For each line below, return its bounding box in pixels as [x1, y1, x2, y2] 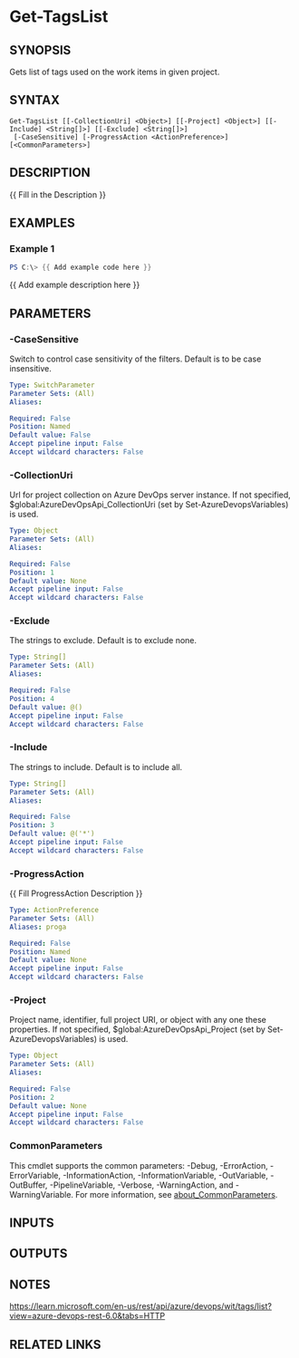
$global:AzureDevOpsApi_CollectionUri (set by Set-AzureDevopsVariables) [9, 499, 289, 510]
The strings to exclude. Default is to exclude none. [9, 635, 198, 646]
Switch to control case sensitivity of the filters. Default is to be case [9, 353, 262, 364]
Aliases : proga [9, 922, 67, 931]
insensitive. [9, 362, 53, 373]
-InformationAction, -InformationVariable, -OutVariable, [63, 1170, 269, 1180]
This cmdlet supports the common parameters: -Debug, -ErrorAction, [9, 1160, 269, 1170]
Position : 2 [9, 1093, 54, 1102]
